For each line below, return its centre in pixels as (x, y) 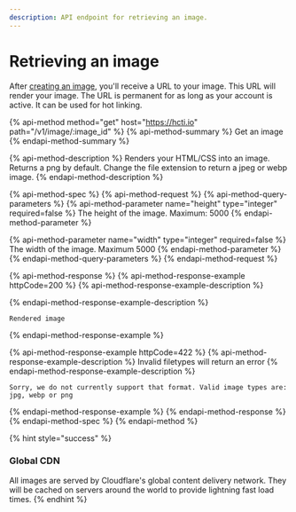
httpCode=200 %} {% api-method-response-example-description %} (136, 285)
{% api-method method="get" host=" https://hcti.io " (104, 122)
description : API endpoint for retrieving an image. (109, 17)
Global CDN (35, 461)
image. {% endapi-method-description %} (86, 177)
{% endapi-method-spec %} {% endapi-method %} (104, 421)
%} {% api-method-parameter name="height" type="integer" (165, 203)
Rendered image (37, 319)
